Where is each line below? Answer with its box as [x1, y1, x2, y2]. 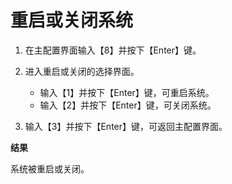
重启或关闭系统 [10, 9, 134, 32]
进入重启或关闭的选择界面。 [24, 65, 140, 77]
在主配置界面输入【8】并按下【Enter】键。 [24, 44, 202, 56]
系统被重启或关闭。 [10, 162, 90, 175]
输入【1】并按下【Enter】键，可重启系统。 [39, 86, 215, 98]
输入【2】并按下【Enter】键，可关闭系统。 [39, 99, 217, 111]
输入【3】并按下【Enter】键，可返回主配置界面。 [24, 120, 228, 132]
